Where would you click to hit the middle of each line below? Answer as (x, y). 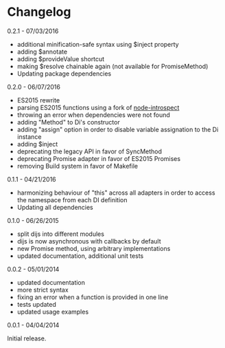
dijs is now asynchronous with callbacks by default (89, 241)
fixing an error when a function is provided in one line (93, 297)
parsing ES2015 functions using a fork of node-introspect (98, 107)
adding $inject (37, 144)
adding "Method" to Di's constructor (68, 122)
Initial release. (27, 338)
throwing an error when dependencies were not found (93, 115)
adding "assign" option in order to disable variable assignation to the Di (118, 129)
